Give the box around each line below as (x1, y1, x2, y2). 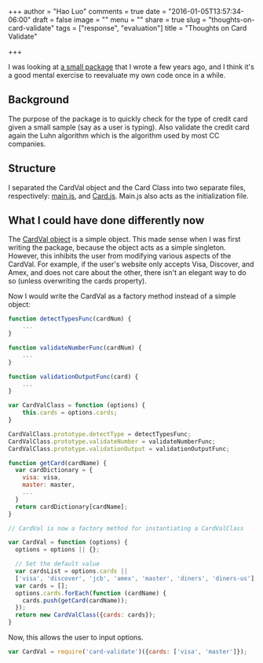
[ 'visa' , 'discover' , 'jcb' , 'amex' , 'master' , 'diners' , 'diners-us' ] (15, 574, 255, 582)
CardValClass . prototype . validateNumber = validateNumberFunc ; (8, 438, 216, 445)
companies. (8, 139, 46, 148)
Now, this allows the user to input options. (8, 632, 144, 643)
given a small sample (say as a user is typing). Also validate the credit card (8, 122, 250, 132)
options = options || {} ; (15, 546, 100, 554)
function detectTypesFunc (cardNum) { (8, 315, 132, 323)
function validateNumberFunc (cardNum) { (8, 344, 143, 352)
